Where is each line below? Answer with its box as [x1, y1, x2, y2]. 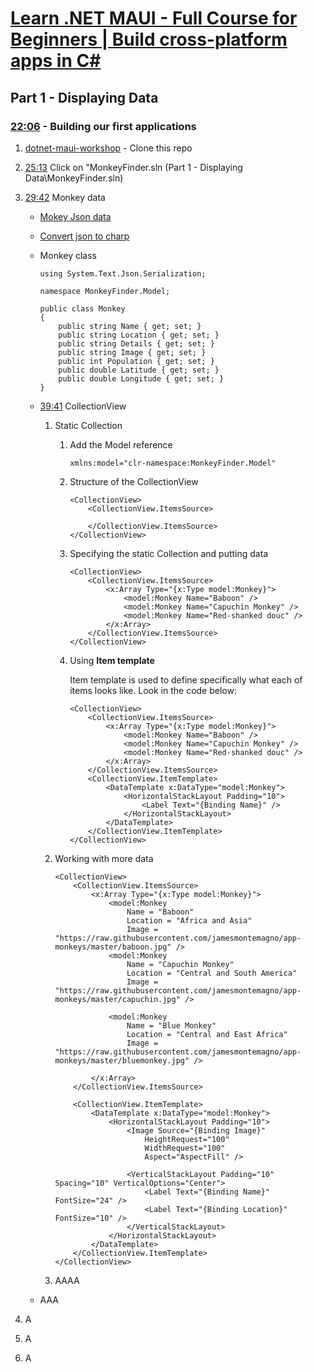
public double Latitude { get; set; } [58, 365, 220, 375]
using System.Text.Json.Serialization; [39, 268, 207, 279]
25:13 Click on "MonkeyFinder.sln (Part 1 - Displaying [24, 161, 243, 173]
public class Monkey [39, 303, 126, 314]
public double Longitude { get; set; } [58, 373, 225, 384]
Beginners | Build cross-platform [10, 28, 288, 51]
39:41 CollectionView [39, 400, 127, 412]
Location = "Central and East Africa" [126, 1029, 288, 1039]
